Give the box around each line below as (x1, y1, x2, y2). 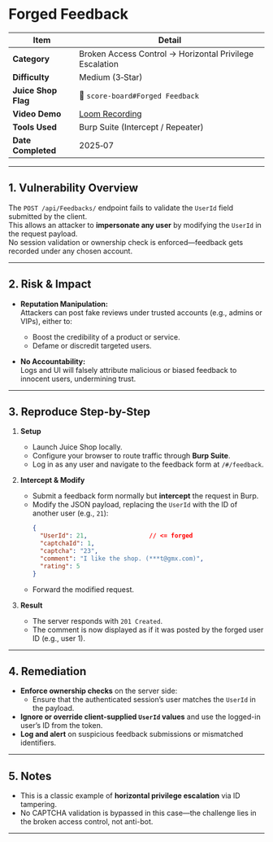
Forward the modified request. (32, 584, 134, 594)
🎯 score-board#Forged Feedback (79, 90, 199, 101)
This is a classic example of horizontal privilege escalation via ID (19, 791, 241, 800)
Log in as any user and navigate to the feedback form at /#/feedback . (32, 459, 264, 469)
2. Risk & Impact (8, 278, 92, 292)
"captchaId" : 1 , (39, 539, 95, 548)
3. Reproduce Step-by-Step (8, 405, 151, 419)
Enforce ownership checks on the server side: (19, 686, 178, 696)
